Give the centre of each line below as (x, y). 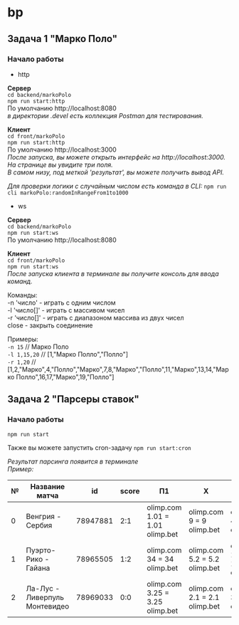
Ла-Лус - (43, 588)
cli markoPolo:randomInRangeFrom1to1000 (68, 193)
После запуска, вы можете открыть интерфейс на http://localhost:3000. (117, 157)
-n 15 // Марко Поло (38, 347)
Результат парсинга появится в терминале (73, 461)
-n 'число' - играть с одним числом (62, 303)
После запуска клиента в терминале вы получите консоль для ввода (113, 273)
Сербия (39, 525)
